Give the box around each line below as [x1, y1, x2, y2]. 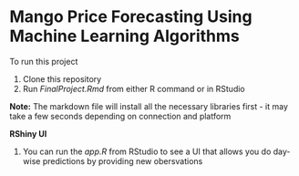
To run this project [9, 56, 78, 67]
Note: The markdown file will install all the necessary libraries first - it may [9, 100, 289, 111]
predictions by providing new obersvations [42, 155, 203, 166]
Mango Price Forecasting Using [9, 6, 253, 27]
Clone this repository [22, 73, 102, 84]
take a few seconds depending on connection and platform [9, 110, 232, 121]
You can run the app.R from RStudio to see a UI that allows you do [22, 146, 272, 157]
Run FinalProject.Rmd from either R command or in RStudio [22, 83, 246, 94]
